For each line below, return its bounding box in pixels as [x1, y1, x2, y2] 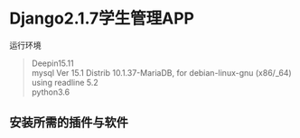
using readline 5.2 [31, 77, 99, 87]
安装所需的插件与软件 [9, 115, 128, 131]
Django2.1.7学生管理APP [9, 8, 195, 29]
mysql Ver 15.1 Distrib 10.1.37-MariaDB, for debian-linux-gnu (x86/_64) [31, 67, 292, 78]
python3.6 [31, 87, 70, 97]
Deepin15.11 [31, 58, 74, 69]
